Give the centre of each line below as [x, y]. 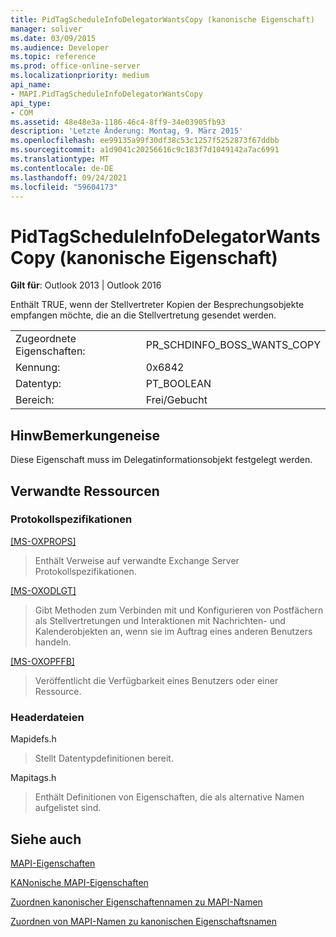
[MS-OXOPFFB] [42, 661]
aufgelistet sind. [68, 808]
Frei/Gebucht [176, 400]
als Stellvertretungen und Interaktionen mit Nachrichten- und [160, 620]
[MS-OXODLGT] [43, 590]
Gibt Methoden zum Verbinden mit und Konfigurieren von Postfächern [179, 610]
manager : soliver [46, 29]
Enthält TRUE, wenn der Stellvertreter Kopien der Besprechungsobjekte [157, 305]
